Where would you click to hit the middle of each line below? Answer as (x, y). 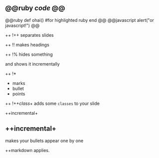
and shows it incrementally (32, 64)
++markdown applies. (27, 150)
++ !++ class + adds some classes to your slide (53, 103)
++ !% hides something (29, 54)
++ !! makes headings (27, 45)
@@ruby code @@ (35, 8)
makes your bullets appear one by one (44, 141)
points (19, 93)
